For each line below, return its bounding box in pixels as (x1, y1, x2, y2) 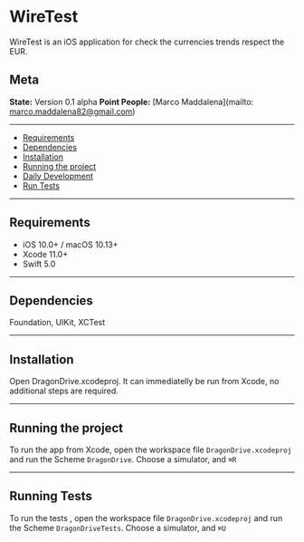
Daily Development (22, 170, 93, 181)
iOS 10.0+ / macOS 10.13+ (22, 238, 119, 250)
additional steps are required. (9, 385, 119, 396)
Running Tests (9, 489, 92, 504)
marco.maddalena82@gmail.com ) (9, 106, 136, 117)
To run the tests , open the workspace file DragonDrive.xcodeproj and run (9, 512, 283, 523)
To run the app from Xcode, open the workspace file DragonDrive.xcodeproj (9, 444, 292, 455)
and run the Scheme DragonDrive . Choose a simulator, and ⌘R (9, 454, 237, 464)
